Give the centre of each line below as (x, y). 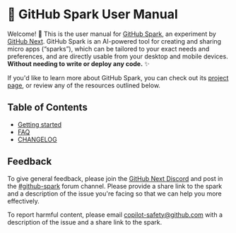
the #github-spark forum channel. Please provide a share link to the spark (115, 186)
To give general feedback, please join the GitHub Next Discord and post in (115, 178)
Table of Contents (48, 107)
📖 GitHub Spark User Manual (93, 14)
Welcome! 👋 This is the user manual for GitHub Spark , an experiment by (112, 34)
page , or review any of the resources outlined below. (84, 85)
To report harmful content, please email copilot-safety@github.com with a (115, 215)
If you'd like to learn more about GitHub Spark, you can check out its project (118, 77)
